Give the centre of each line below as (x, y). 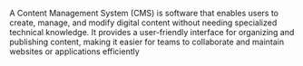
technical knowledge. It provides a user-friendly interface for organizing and (152, 32)
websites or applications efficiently (75, 52)
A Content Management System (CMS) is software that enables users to (144, 13)
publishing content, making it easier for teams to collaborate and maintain (147, 42)
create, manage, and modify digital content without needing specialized (143, 23)
